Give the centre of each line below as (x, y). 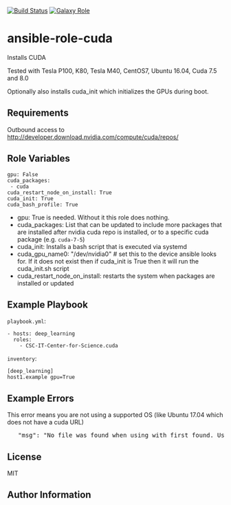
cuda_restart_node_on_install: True (59, 193)
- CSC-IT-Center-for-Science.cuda (69, 346)
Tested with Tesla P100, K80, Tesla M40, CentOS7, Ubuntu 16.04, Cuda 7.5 (112, 71)
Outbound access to (36, 129)
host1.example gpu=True (41, 377)
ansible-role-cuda (60, 39)
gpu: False (23, 174)
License (24, 456)
